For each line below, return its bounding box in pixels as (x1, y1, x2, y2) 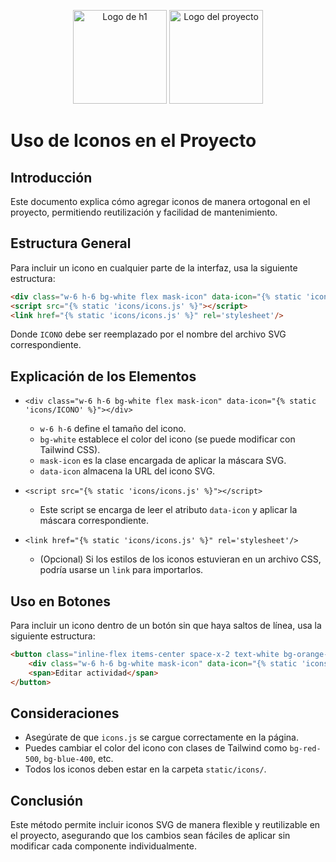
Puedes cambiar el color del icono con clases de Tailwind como (24, 742, 288, 754)
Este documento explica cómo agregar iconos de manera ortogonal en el (10, 196, 311, 207)
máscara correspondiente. (39, 515, 149, 527)
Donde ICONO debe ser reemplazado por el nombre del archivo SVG (10, 328, 287, 340)
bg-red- (289, 744, 322, 754)
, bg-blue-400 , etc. (38, 753, 114, 765)
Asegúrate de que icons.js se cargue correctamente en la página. (24, 731, 299, 744)
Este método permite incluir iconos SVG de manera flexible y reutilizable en (10, 819, 321, 831)
